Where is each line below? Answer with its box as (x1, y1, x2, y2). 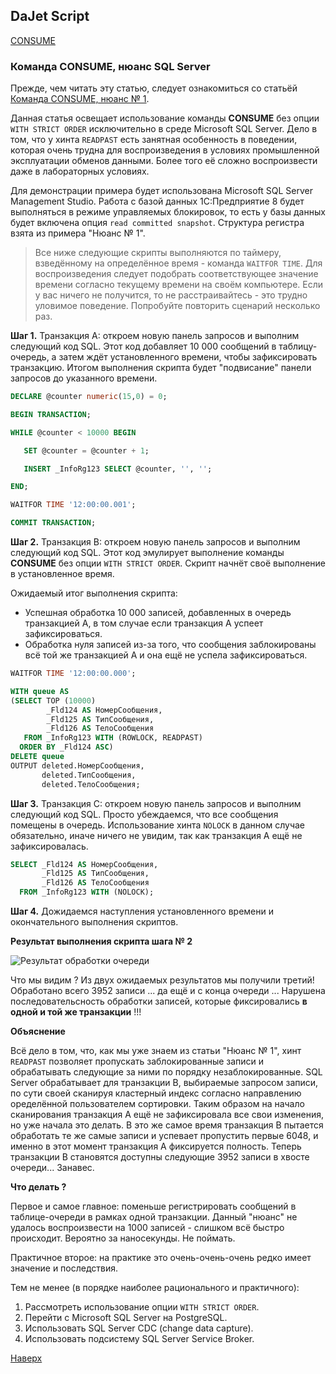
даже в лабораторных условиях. (10, 165, 150, 178)
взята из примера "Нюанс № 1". (10, 227, 146, 239)
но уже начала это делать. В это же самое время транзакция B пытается (10, 1119, 324, 1131)
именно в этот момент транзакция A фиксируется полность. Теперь (10, 1140, 302, 1153)
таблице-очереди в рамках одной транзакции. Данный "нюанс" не (10, 1211, 298, 1223)
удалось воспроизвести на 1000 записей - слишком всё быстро (10, 1222, 285, 1234)
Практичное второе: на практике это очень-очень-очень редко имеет (10, 1252, 312, 1264)
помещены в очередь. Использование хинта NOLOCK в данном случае (10, 819, 306, 831)
